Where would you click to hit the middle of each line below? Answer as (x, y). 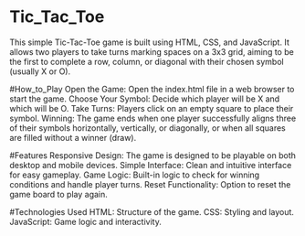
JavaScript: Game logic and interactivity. (85, 221)
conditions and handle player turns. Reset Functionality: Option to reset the (150, 184)
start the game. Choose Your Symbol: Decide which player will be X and (145, 99)
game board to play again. (58, 194)
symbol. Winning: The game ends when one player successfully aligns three (153, 118)
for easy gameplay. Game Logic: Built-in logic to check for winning (135, 175)
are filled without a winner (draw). (73, 137)
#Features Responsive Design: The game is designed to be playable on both (153, 155)
